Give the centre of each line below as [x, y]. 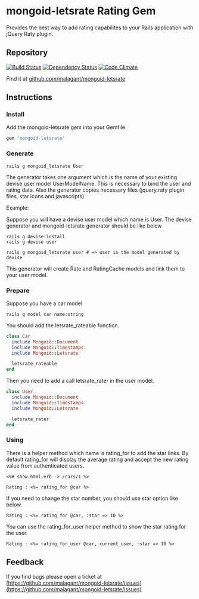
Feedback [25, 562]
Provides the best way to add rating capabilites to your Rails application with [100, 27]
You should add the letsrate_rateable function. [63, 325]
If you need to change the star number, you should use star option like [92, 498]
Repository [27, 53]
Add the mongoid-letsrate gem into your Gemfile [66, 127]
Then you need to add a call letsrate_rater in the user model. [80, 381]
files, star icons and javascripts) [45, 196]
